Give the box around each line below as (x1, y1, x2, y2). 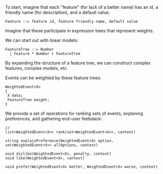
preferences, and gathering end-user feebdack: (5, 116, 102, 121)
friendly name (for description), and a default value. (5, 9, 110, 15)
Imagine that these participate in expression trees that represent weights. (5, 28, 154, 34)
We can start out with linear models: (5, 37, 79, 43)
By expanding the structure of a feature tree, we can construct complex (5, 60, 151, 66)
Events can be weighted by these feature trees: (5, 75, 101, 81)
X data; (7, 93, 23, 98)
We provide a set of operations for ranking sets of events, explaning (5, 111, 143, 116)
